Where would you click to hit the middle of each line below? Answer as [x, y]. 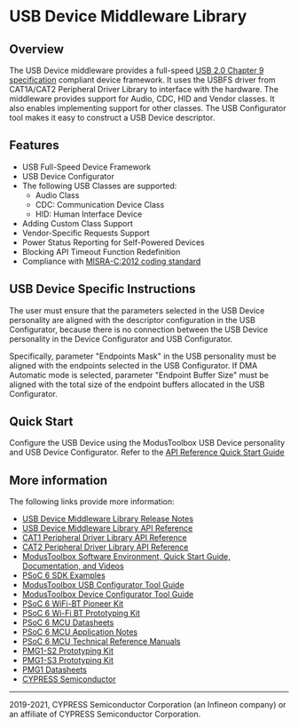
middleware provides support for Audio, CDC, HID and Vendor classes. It [142, 99]
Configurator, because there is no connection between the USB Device [139, 329]
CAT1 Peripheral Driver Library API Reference [105, 538]
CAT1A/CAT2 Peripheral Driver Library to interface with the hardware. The [144, 89]
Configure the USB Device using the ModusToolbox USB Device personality [147, 443]
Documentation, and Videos [73, 566]
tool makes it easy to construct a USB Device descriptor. [112, 118]
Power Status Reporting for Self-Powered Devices [114, 242]
